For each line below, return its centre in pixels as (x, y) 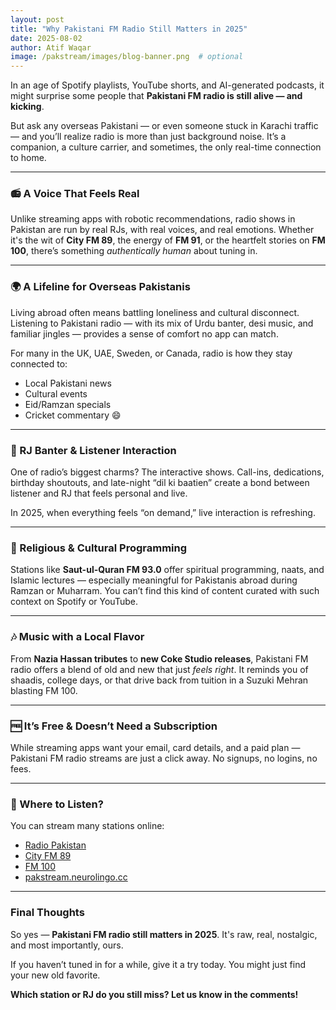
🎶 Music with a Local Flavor (77, 637)
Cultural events (56, 393)
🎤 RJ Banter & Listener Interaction (93, 450)
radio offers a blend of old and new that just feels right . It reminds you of (159, 669)
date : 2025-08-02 (46, 38)
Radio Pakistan (55, 845)
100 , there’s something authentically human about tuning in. (134, 251)
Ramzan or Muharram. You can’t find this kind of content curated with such (165, 591)
